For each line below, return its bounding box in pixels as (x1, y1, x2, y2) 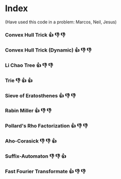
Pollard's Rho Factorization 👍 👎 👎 (5, 123, 88, 129)
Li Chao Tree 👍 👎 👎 (5, 62, 53, 69)
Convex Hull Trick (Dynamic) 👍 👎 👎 (5, 47, 92, 54)
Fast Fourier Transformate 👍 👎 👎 (5, 168, 86, 175)
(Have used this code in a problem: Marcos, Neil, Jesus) (5, 19, 117, 25)
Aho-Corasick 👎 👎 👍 (5, 138, 57, 144)
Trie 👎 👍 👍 (5, 77, 33, 84)
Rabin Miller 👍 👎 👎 (5, 107, 52, 114)
